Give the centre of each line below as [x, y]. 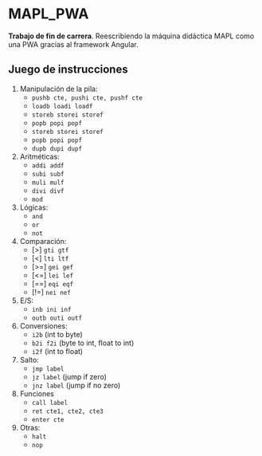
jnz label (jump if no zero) [76, 385]
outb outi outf [57, 318]
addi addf [48, 165]
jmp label [48, 369]
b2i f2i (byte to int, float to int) [83, 343]
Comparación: [43, 241]
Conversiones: [43, 326]
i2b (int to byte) [57, 334]
